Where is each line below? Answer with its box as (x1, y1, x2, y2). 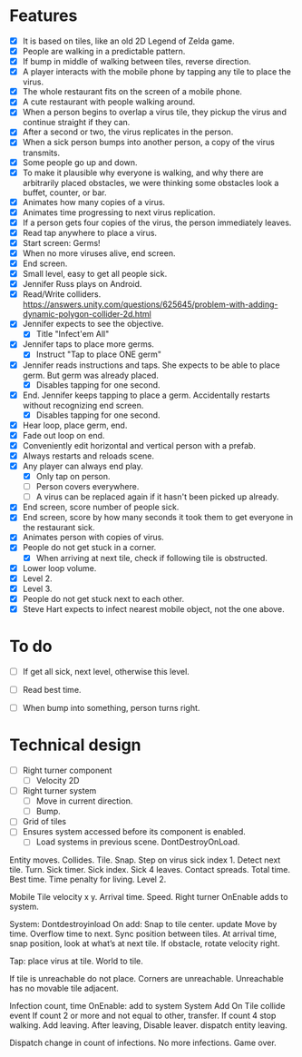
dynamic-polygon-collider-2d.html (22, 309, 151, 320)
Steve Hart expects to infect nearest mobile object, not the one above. (22, 603, 285, 614)
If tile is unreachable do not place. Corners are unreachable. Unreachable (9, 973, 284, 984)
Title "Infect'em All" (35, 329, 110, 340)
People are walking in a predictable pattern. (22, 46, 186, 56)
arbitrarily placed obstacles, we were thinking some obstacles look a (22, 177, 279, 188)
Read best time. (22, 684, 82, 695)
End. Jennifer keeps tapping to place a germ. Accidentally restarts (22, 390, 270, 400)
